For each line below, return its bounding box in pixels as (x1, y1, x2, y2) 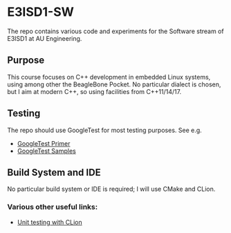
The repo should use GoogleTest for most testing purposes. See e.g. (7, 126, 202, 134)
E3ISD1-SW (7, 4, 75, 20)
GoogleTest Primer (17, 139, 71, 147)
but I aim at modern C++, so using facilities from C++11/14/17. (7, 87, 182, 95)
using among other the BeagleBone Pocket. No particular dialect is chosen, (7, 80, 221, 88)
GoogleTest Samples (17, 147, 76, 155)
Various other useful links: (7, 202, 98, 212)
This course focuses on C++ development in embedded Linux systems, (7, 73, 211, 81)
